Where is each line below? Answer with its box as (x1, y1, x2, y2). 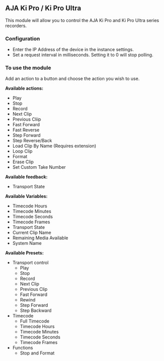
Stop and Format (20, 350, 55, 356)
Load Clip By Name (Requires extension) (12, 143, 96, 149)
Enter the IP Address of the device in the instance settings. (12, 47, 134, 53)
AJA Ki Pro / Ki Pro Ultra (5, 4, 81, 13)
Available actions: (5, 85, 44, 92)
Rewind (20, 297, 36, 303)
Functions (12, 345, 34, 351)
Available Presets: (5, 250, 44, 256)
